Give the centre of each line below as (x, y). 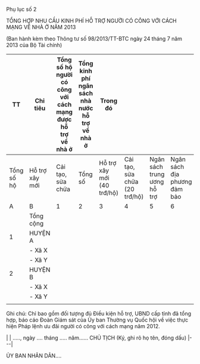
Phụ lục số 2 (21, 9)
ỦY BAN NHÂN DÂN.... (34, 356)
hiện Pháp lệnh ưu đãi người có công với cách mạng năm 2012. (83, 326)
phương (181, 182)
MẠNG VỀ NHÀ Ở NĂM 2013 (41, 27)
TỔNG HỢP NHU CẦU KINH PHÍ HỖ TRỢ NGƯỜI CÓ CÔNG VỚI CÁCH (91, 21)
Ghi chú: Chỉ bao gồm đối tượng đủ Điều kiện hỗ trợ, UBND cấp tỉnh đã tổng (99, 314)
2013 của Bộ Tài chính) (34, 45)
